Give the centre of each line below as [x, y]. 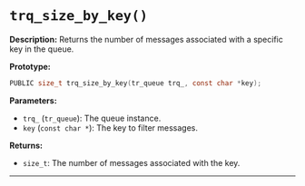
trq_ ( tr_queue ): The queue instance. [92, 118]
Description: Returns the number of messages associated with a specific [146, 39]
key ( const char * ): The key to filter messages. [110, 127]
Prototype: [30, 66]
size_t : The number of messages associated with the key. [131, 162]
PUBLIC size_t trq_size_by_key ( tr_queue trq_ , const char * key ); [135, 83]
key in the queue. [42, 49]
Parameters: [33, 100]
